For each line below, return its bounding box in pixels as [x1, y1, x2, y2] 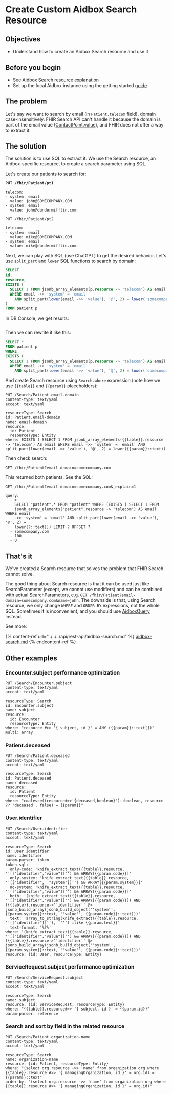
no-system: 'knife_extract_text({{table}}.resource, [10, 885, 125, 890]
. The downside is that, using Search [78, 597, 156, 603]
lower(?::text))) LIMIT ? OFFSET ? [14, 524, 91, 530]
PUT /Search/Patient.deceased [5, 753, 70, 759]
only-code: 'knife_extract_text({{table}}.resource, [10, 867, 125, 872]
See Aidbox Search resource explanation [12, 77, 99, 83]
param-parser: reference [5, 1011, 58, 1016]
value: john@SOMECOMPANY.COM [10, 199, 72, 204]
